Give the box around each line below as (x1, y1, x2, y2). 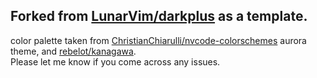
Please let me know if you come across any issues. (10, 55, 221, 68)
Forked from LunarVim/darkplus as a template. (10, 8, 308, 25)
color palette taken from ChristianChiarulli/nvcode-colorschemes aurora (10, 34, 307, 46)
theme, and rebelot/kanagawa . (10, 45, 137, 57)
